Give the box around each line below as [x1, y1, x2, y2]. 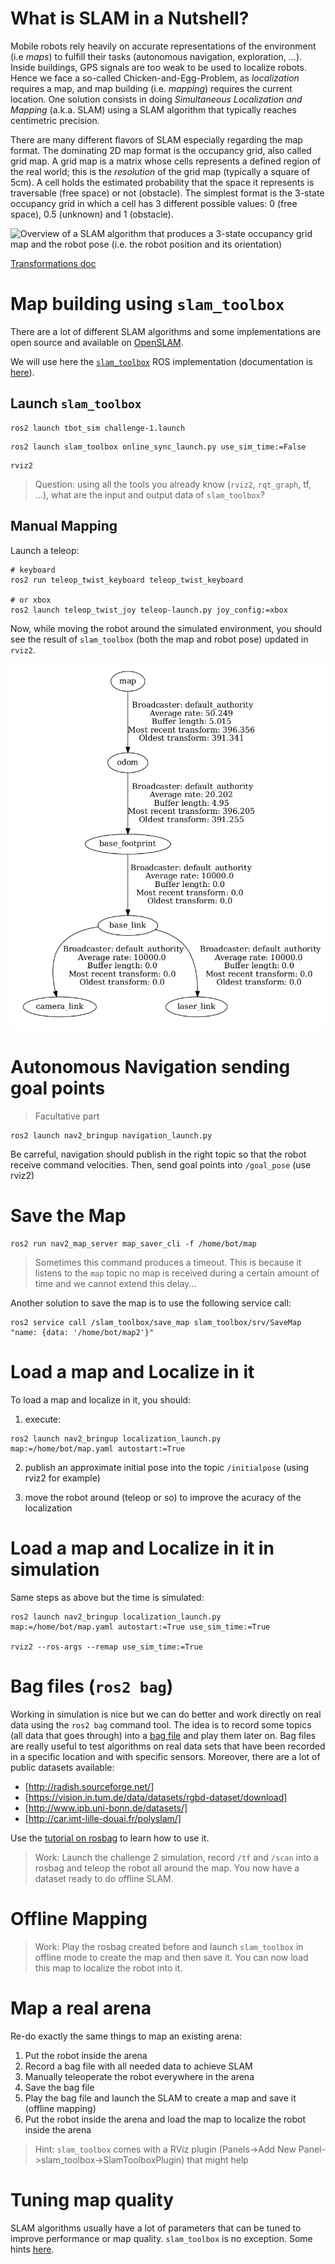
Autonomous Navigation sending [10, 1056, 291, 1079]
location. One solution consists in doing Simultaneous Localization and [10, 93, 303, 105]
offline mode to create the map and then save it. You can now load [34, 1951, 309, 1963]
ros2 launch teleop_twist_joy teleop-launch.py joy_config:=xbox [10, 605, 288, 615]
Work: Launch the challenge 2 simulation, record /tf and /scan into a [34, 1851, 319, 1863]
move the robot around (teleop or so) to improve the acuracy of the [24, 1491, 302, 1503]
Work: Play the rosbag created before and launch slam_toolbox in [34, 1940, 304, 1952]
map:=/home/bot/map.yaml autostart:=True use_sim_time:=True [10, 1622, 271, 1632]
